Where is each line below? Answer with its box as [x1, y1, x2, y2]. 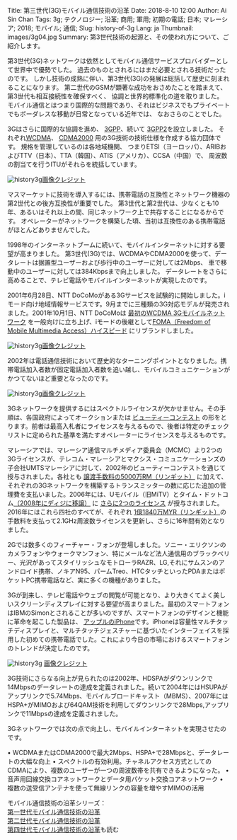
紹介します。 [7, 42, 45, 50]
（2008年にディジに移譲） [13, 499, 91, 507]
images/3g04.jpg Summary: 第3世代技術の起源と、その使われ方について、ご [7, 33, 230, 41]
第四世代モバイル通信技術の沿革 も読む [7, 825, 119, 834]
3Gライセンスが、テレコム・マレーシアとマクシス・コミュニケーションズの [7, 455, 226, 463]
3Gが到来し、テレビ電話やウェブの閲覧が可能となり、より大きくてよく [7, 591, 214, 599]
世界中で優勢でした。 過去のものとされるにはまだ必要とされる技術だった [13, 66, 226, 74]
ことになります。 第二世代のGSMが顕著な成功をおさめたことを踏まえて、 [13, 84, 227, 91]
